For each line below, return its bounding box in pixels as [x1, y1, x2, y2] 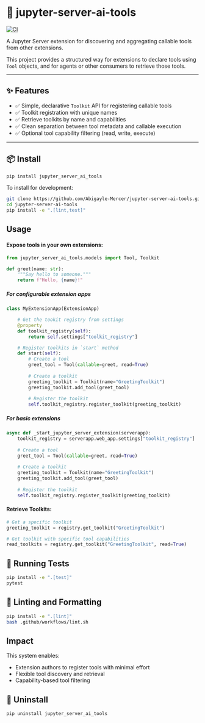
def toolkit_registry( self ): [17, 328, 92, 334]
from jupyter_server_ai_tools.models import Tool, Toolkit [6, 254, 160, 261]
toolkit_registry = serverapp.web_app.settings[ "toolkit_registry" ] [17, 436, 195, 442]
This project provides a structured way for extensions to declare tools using [6, 56, 196, 63]
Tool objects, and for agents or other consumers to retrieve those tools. [6, 62, 186, 70]
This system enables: [6, 652, 60, 660]
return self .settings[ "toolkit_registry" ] [28, 334, 138, 340]
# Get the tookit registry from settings [17, 317, 124, 323]
